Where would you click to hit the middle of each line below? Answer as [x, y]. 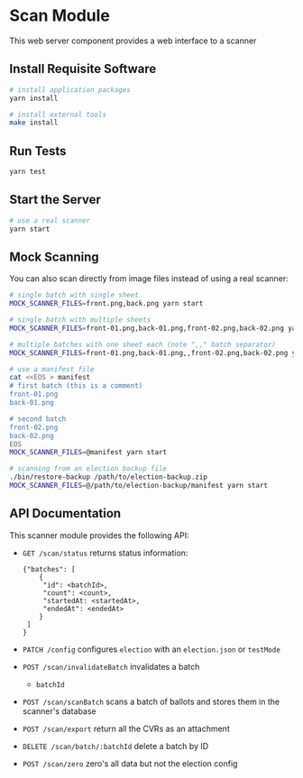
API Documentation [65, 513]
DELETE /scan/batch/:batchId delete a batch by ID [115, 746]
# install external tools [58, 114]
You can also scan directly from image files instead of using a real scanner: [149, 279]
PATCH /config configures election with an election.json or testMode [151, 649]
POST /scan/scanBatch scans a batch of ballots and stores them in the [151, 701]
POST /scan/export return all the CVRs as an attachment [126, 728]
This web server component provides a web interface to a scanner [133, 41]
